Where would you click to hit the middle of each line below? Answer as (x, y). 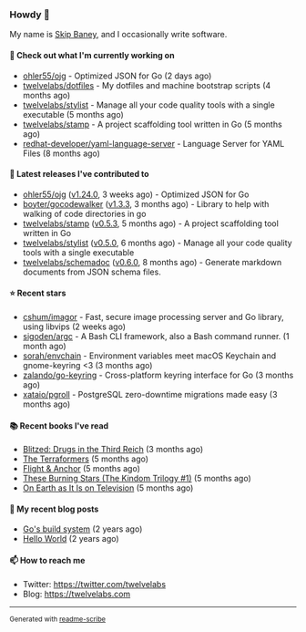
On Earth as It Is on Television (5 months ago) (108, 488)
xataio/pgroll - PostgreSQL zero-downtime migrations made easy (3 (150, 394)
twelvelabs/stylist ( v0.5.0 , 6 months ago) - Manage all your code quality (158, 243)
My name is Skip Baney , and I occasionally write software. (118, 35)
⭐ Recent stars (38, 293)
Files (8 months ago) (61, 153)
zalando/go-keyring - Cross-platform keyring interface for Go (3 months (158, 375)
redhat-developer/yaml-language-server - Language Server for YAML (153, 143)
